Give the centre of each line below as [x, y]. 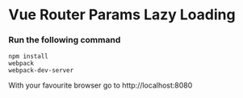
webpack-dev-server [41, 71]
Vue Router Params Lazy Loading [122, 15]
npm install [28, 57]
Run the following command [65, 40]
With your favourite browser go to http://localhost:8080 [101, 85]
